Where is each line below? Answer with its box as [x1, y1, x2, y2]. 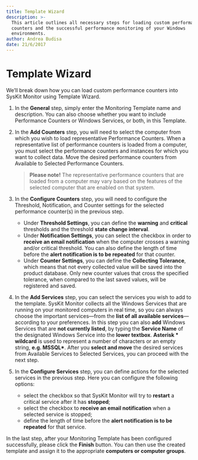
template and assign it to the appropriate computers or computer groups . [6, 447, 186, 454]
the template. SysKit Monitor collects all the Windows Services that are [14, 300, 187, 307]
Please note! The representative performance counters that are [29, 171, 184, 178]
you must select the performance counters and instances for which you [14, 147, 189, 154]
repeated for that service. [23, 423, 87, 430]
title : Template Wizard [6, 8, 65, 15]
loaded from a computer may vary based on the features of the [29, 177, 183, 184]
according [14, 319, 39, 326]
